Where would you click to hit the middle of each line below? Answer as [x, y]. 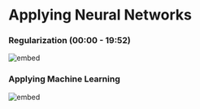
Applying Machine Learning [64, 79]
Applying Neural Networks [100, 15]
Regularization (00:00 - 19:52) [70, 41]
